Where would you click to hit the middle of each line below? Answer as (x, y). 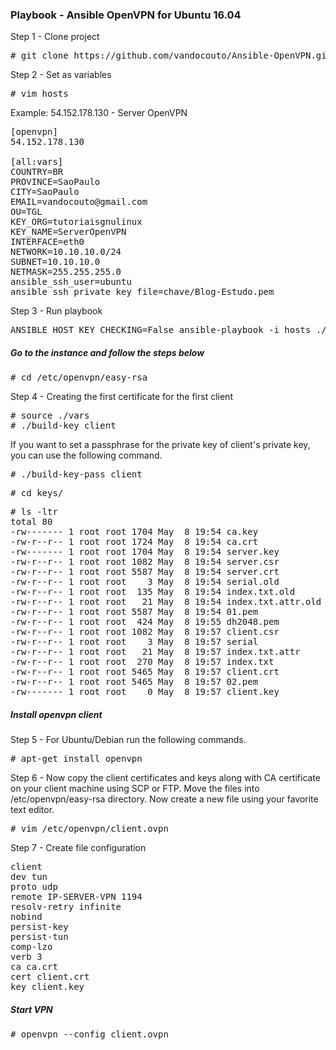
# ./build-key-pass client (76, 474)
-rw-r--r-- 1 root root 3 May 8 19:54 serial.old (145, 582)
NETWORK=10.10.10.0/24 (66, 252)
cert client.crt (50, 977)
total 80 (31, 522)
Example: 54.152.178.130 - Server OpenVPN (99, 113)
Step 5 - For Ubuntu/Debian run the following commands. (128, 740)
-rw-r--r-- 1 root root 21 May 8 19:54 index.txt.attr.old (166, 602)
